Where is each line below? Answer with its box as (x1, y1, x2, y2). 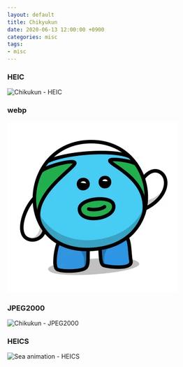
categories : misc (7, 34, 58, 41)
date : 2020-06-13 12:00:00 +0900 (7, 26, 105, 33)
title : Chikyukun (7, 18, 58, 26)
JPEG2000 (7, 303, 45, 312)
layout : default (7, 11, 54, 18)
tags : (7, 41, 23, 48)
